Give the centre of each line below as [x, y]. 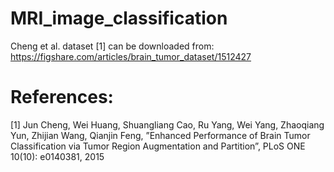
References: [62, 97]
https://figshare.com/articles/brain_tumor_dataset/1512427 [131, 56]
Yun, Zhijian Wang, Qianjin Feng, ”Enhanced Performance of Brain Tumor [160, 135]
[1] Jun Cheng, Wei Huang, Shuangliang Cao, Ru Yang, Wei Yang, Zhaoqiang [167, 124]
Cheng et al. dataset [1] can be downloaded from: [112, 46]
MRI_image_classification [119, 18]
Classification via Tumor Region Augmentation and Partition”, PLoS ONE [158, 146]
